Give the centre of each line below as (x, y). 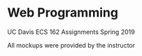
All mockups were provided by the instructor (71, 45)
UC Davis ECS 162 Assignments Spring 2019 (71, 32)
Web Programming (63, 13)
